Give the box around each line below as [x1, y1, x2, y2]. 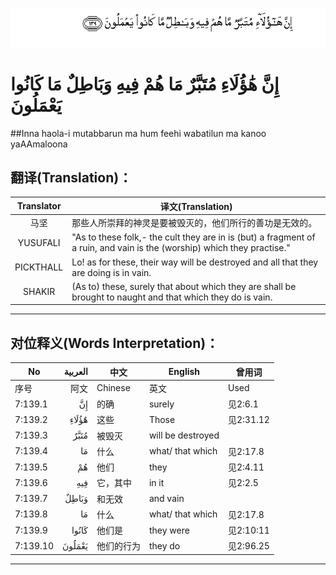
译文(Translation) [159, 200, 233, 212]
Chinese [96, 382, 131, 394]
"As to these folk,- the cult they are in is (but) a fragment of [71, 231, 316, 243]
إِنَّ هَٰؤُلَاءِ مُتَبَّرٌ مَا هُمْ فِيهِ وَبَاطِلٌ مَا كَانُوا [10, 73, 280, 95]
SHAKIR [23, 286, 56, 298]
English [168, 366, 201, 378]
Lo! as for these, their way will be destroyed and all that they [71, 256, 319, 268]
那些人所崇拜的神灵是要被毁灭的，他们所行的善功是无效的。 [71, 217, 318, 229]
